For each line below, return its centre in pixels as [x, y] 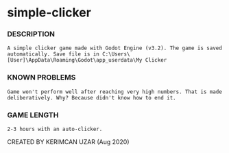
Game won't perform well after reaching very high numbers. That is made [115, 92]
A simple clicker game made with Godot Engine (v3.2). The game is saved [115, 48]
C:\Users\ [116, 54]
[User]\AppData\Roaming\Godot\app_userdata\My [75, 60]
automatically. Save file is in [53, 54]
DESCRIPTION [31, 34]
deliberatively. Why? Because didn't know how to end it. [92, 97]
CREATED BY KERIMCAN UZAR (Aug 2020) [68, 142]
